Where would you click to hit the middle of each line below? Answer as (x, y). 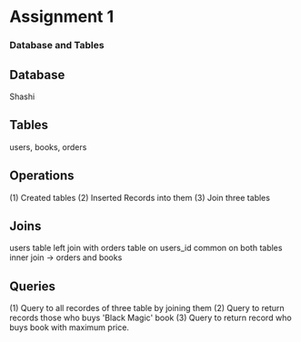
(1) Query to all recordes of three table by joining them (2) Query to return (147, 308)
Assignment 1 (62, 17)
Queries (33, 286)
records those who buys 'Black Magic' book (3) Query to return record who (151, 318)
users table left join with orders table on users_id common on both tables (146, 248)
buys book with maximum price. (70, 327)
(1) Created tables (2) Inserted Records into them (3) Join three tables (140, 197)
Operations (42, 176)
